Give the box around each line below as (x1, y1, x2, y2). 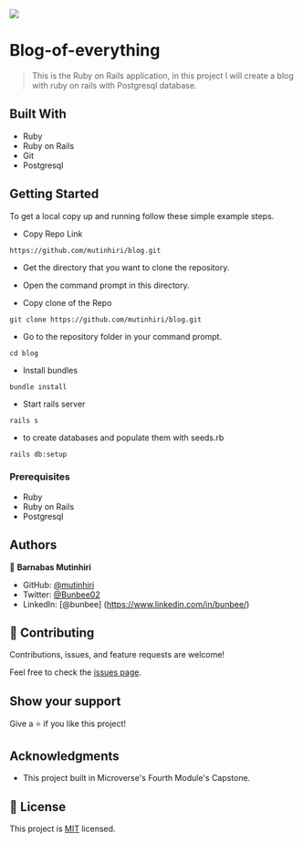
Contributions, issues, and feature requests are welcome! (9, 649, 225, 660)
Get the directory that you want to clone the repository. (22, 261, 230, 273)
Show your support (9, 693, 121, 709)
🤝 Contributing (9, 626, 95, 641)
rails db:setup (9, 449, 68, 458)
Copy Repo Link (22, 228, 83, 239)
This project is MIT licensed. (9, 823, 116, 834)
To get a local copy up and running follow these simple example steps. (9, 210, 275, 221)
